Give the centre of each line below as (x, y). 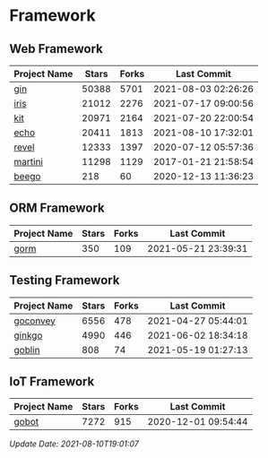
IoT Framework (52, 382)
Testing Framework (65, 280)
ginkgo (28, 335)
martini (28, 162)
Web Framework (56, 49)
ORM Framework (57, 208)
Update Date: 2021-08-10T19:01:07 (74, 444)
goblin (27, 350)
